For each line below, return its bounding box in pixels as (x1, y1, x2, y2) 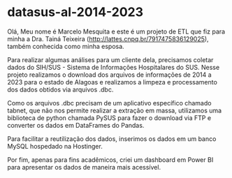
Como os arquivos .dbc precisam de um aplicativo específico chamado (7, 98, 212, 107)
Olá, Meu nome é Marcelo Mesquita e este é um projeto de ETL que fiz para (7, 27, 226, 36)
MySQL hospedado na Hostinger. (7, 142, 103, 150)
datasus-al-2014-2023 (7, 4, 144, 20)
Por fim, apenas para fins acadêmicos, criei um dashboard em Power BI (7, 155, 214, 164)
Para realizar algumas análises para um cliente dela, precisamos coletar (7, 55, 214, 64)
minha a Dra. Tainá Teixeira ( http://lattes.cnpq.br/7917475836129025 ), (7, 34, 209, 43)
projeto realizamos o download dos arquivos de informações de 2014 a (7, 71, 212, 79)
